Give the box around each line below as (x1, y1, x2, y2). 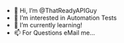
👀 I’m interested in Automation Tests (13, 14, 117, 22)
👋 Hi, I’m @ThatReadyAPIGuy (13, 7, 97, 14)
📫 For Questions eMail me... (13, 29, 96, 37)
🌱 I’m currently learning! (13, 21, 82, 29)
